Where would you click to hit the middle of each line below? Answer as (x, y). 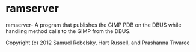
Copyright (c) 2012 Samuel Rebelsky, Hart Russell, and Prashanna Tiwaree (98, 43)
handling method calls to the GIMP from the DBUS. (68, 31)
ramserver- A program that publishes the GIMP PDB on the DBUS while (93, 25)
